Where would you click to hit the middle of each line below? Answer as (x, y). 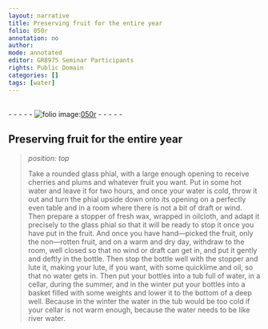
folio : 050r (28, 30)
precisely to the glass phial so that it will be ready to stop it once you (141, 225)
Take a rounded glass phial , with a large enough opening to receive (138, 174)
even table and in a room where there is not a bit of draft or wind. (135, 208)
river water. (46, 319)
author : (21, 46)
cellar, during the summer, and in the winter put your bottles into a (136, 284)
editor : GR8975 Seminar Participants (71, 61)
